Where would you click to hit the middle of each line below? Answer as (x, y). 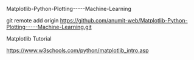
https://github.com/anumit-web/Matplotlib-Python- (124, 20)
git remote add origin (33, 20)
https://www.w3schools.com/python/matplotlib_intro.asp (78, 50)
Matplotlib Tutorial (29, 38)
